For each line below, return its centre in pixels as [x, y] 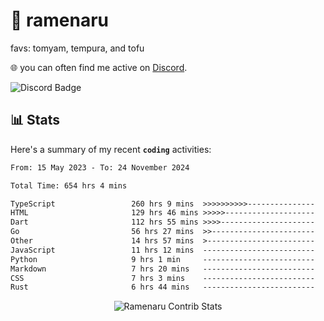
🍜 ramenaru [60, 20]
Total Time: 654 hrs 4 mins [69, 185]
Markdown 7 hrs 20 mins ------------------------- [162, 269]
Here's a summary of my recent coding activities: [111, 149]
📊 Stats [35, 120]
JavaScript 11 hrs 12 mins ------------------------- [162, 250]
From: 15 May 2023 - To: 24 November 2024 [100, 167]
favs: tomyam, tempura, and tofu [77, 48]
